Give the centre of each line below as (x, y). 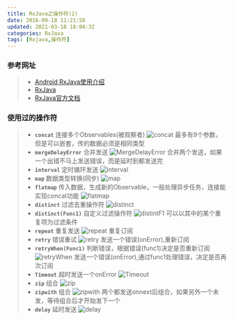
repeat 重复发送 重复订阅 (84, 231)
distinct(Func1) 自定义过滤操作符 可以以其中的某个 (125, 213)
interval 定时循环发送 (67, 169)
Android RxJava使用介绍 (70, 82)
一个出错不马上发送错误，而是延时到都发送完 (99, 161)
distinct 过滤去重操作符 (69, 204)
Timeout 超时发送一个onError (76, 274)
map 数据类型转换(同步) (67, 178)
